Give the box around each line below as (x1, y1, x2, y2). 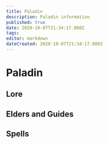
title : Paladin (6, 8, 43, 15)
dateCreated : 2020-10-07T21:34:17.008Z (6, 41, 103, 47)
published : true (6, 19, 45, 25)
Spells (6, 129, 29, 139)
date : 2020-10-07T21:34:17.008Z (6, 24, 85, 31)
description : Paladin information (6, 14, 90, 20)
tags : (6, 30, 19, 36)
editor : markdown (6, 36, 48, 41)
